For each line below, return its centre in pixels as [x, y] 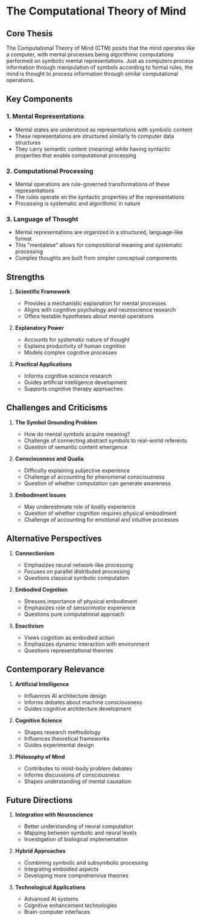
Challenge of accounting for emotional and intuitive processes [101, 519]
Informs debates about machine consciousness [83, 702]
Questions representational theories [69, 650]
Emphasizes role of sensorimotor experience [80, 608]
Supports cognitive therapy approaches [73, 389]
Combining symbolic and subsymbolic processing [86, 863]
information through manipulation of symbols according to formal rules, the [100, 67]
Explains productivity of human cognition [75, 346]
